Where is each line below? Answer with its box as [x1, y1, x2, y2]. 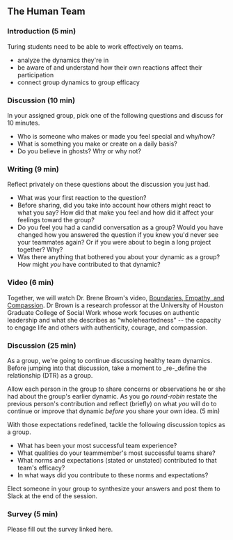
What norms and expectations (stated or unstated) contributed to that [17, 456, 217, 464]
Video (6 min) [7, 278, 54, 288]
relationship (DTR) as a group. [7, 371, 93, 379]
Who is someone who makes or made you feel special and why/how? [17, 132, 216, 140]
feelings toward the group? [17, 216, 95, 224]
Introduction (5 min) [7, 26, 77, 36]
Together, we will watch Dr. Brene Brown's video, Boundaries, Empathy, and [7, 293, 225, 302]
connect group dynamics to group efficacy [17, 78, 140, 86]
